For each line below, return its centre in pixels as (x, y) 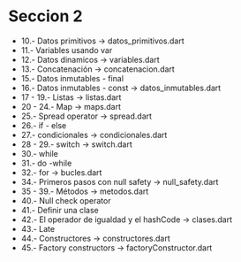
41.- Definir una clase (60, 210)
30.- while (40, 153)
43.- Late (38, 228)
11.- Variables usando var (67, 50)
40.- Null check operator (66, 200)
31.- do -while (46, 163)
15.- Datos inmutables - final (72, 78)
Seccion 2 (45, 16)
